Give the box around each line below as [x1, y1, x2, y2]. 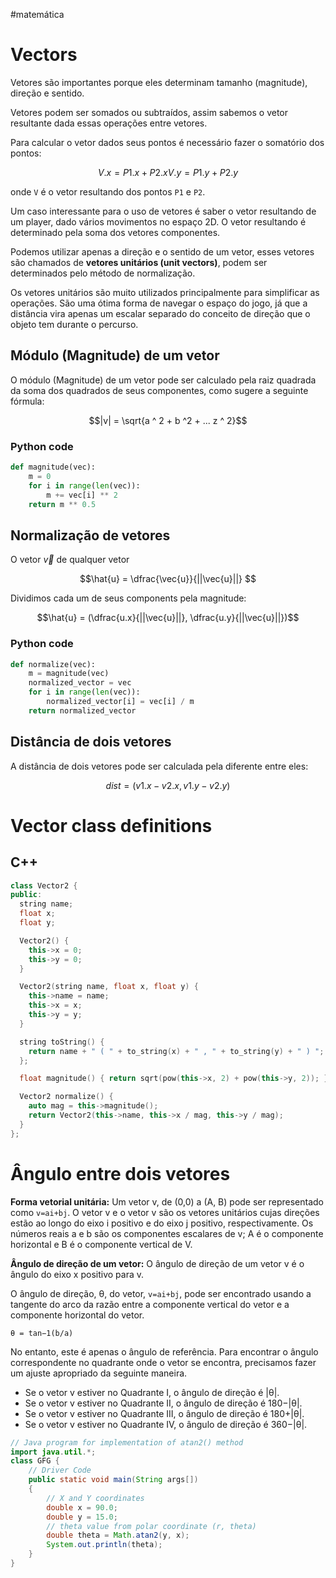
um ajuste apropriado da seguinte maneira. [10, 1367, 188, 1379]
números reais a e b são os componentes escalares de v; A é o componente [10, 1227, 324, 1239]
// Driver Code [28, 1465, 92, 1476]
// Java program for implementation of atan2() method [10, 1437, 244, 1448]
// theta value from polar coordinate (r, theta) [46, 1521, 257, 1531]
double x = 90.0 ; [46, 1502, 118, 1513]
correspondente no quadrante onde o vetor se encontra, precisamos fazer [10, 1356, 317, 1368]
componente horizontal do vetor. [10, 1309, 145, 1321]
